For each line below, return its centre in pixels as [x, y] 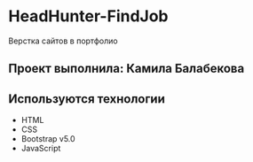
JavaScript [41, 149]
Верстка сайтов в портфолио [63, 41]
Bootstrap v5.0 [48, 139]
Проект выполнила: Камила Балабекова [126, 69]
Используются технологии [87, 99]
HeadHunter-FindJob [88, 16]
